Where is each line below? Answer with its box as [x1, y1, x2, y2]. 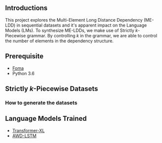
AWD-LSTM [12, 133, 37, 139]
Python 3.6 [12, 70, 34, 76]
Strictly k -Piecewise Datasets [5, 85, 98, 93]
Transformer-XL [12, 127, 45, 133]
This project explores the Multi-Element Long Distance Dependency [5, 17, 143, 23]
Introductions [5, 4, 48, 12]
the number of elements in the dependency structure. [5, 38, 114, 44]
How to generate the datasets [5, 99, 78, 106]
